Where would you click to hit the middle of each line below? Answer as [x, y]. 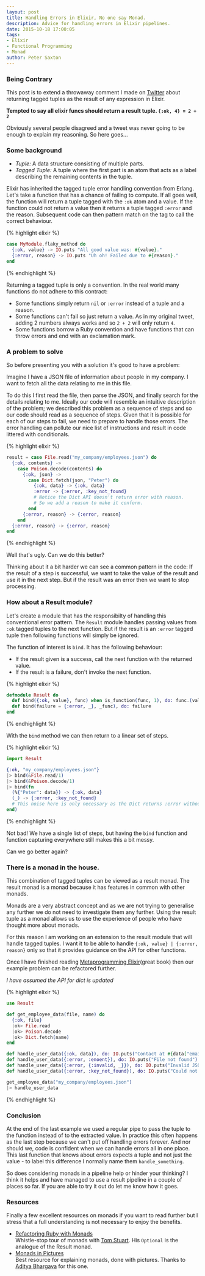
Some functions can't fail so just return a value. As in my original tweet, [105, 316]
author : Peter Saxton [34, 58]
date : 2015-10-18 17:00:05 [41, 29]
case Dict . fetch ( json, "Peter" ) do [74, 480]
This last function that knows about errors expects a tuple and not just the [99, 1155]
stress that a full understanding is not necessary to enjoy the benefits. [94, 1222]
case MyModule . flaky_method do [46, 244]
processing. [21, 586]
